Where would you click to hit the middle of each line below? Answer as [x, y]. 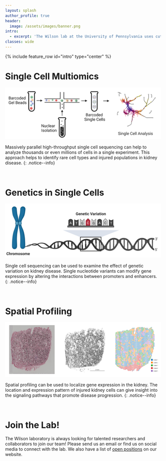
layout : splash [21, 10]
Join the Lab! [32, 425]
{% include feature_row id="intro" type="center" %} [58, 56]
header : [13, 21]
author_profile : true [27, 16]
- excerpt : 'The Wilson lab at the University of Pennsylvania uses [82, 37]
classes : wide [20, 42]
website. [14, 455]
